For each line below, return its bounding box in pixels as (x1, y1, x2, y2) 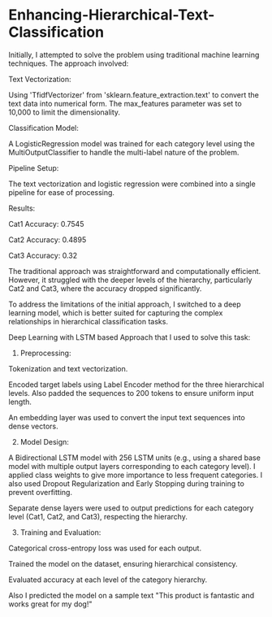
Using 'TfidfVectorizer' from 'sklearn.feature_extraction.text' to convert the (8, 89, 260, 99)
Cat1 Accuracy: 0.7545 (8, 219, 84, 228)
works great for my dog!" (8, 599, 93, 609)
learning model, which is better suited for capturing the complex (8, 307, 223, 318)
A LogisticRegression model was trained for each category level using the (8, 138, 256, 148)
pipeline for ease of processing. (8, 187, 115, 197)
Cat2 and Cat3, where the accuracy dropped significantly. (8, 283, 202, 293)
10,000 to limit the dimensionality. (8, 107, 120, 117)
